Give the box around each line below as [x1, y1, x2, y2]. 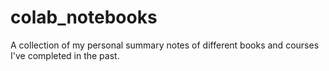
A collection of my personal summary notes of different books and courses [10, 39, 320, 51]
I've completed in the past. [10, 49, 120, 61]
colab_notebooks [10, 6, 158, 29]
